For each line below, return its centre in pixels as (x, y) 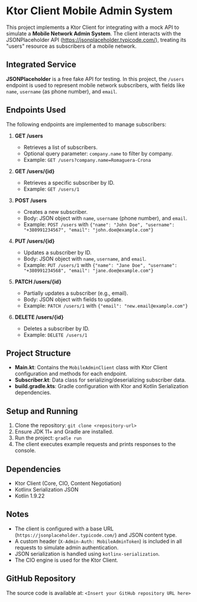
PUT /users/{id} (35, 241)
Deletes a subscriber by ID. (56, 328)
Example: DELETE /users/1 (55, 334)
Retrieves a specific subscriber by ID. (69, 183)
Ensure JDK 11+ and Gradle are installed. (64, 432)
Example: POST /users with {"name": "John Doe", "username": (99, 224)
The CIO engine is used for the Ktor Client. (66, 560)
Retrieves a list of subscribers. (60, 147)
